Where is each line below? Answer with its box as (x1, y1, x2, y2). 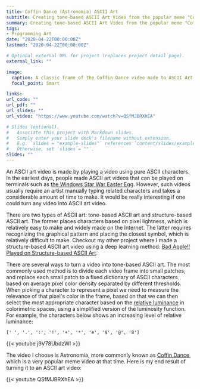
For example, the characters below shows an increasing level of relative (6, 311, 182, 319)
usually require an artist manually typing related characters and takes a (6, 187, 180, 194)
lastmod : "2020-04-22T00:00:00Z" (6, 42, 89, 48)
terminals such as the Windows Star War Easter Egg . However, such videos (6, 180, 190, 188)
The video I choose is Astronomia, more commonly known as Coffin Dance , (6, 351, 192, 359)
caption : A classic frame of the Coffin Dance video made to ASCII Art (11, 75, 193, 81)
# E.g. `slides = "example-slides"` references (6, 141, 132, 147)
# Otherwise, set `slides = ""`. (6, 146, 95, 152)
